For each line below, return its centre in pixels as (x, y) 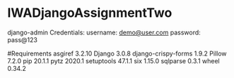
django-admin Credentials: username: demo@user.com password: (104, 32)
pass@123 (22, 39)
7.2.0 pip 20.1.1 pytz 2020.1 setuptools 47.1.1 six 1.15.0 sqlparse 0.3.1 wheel (114, 60)
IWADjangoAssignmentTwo (90, 13)
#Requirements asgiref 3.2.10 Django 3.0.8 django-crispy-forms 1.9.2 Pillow (117, 53)
